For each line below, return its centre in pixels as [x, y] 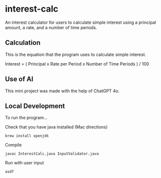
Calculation [23, 43]
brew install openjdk [27, 136]
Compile [13, 145]
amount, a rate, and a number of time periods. [51, 27]
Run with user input [25, 163]
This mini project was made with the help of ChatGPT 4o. [63, 91]
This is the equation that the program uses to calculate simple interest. [76, 54]
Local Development [35, 106]
